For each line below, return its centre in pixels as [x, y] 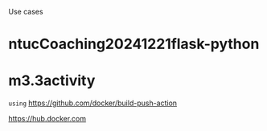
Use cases [26, 12]
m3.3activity [52, 81]
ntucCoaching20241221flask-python [134, 44]
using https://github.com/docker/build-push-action [93, 103]
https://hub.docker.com [47, 119]
